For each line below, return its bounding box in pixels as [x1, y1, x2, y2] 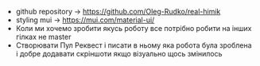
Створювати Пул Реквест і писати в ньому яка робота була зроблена [15, 41, 252, 50]
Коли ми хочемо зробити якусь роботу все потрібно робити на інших [15, 24, 252, 33]
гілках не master [15, 32, 72, 41]
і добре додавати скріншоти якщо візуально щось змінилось [15, 49, 223, 58]
